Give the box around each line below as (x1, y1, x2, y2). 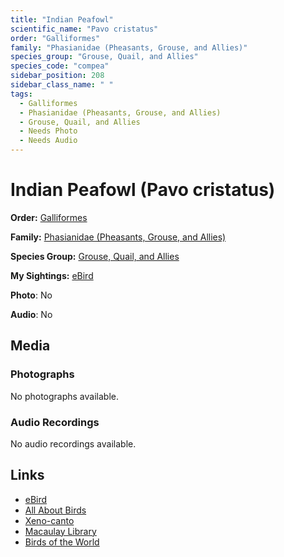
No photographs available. (10, 390, 119, 402)
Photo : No (10, 289, 53, 301)
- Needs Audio (19, 136, 78, 146)
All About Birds (24, 504, 87, 516)
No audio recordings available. (10, 437, 137, 450)
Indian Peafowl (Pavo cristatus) (10, 179, 276, 201)
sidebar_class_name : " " (10, 80, 114, 90)
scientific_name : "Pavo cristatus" (10, 24, 159, 34)
